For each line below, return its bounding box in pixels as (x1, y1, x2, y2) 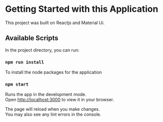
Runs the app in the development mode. (5, 91, 86, 97)
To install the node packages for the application (5, 69, 102, 75)
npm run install (5, 59, 44, 65)
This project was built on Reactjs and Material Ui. (5, 20, 105, 26)
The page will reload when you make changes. (5, 106, 100, 112)
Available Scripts (5, 34, 58, 42)
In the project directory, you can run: (5, 47, 80, 53)
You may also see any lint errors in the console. (5, 112, 101, 118)
